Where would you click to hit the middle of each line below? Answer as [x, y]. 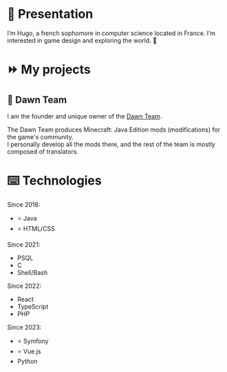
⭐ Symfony [33, 341]
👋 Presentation [50, 14]
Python [27, 361]
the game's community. [41, 136]
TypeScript [33, 307]
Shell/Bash [32, 272]
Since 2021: [24, 245]
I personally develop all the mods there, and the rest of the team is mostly [111, 144]
